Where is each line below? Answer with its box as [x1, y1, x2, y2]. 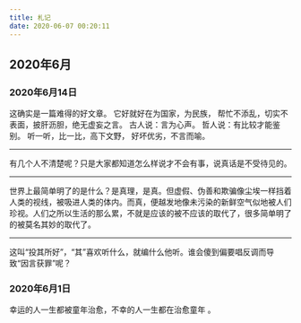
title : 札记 [9, 13, 51, 22]
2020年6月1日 [9, 283, 72, 295]
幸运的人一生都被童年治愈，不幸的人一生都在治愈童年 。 [9, 304, 216, 315]
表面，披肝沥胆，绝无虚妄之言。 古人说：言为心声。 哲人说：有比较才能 [9, 119, 273, 130]
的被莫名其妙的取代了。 [9, 219, 96, 230]
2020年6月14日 [9, 86, 78, 99]
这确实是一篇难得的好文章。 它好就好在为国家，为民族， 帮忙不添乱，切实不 [9, 109, 288, 119]
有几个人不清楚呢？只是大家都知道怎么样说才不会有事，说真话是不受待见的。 [9, 158, 292, 169]
